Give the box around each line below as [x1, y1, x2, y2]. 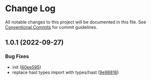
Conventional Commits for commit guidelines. [5, 24, 97, 30]
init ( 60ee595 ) [12, 64, 41, 70]
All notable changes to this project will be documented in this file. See [5, 19, 147, 25]
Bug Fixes [5, 53, 30, 60]
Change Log [5, 3, 56, 14]
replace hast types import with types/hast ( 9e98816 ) [12, 69, 119, 75]
